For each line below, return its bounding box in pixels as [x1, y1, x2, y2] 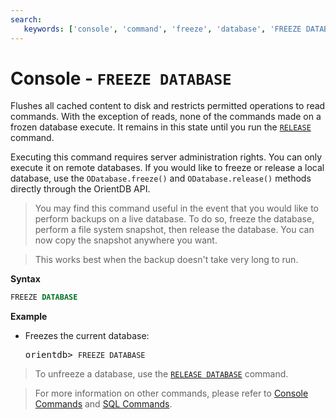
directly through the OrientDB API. [10, 183, 151, 195]
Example [10, 311, 48, 323]
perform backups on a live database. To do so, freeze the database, [34, 213, 315, 225]
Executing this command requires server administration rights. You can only [10, 151, 323, 163]
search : [10, 14, 43, 25]
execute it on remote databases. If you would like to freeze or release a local [10, 162, 325, 174]
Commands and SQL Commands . [34, 398, 173, 410]
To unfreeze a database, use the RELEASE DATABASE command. [34, 368, 289, 380]
